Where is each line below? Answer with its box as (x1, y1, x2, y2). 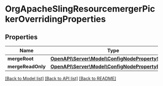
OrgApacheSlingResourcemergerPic (5, 3, 155, 14)
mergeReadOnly (7, 63, 46, 70)
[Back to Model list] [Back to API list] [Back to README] (5, 76, 116, 81)
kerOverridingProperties (5, 14, 106, 25)
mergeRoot (7, 56, 34, 62)
